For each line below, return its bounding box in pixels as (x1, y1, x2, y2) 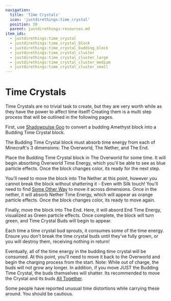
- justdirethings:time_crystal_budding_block (10, 45, 109, 51)
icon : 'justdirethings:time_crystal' (10, 17, 90, 22)
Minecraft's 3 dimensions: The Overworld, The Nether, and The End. (5, 145, 149, 151)
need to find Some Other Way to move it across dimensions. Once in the (5, 186, 157, 192)
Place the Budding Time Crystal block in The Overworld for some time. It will (5, 155, 166, 161)
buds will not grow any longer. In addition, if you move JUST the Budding (5, 265, 159, 271)
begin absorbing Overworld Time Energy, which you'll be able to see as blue (5, 160, 166, 166)
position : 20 (10, 21, 38, 27)
